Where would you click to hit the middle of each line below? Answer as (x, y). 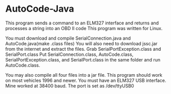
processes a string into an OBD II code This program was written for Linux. (84, 28)
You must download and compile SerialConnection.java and (68, 38)
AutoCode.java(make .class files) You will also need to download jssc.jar (81, 43)
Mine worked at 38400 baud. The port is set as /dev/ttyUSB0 (70, 86)
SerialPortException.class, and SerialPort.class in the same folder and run (83, 59)
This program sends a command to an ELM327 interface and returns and (82, 23)
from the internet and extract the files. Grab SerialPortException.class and (83, 49)
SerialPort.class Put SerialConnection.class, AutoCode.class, (69, 54)
